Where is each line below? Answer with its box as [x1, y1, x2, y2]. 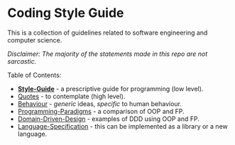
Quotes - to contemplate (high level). [17, 92, 126, 100]
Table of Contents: [7, 71, 62, 79]
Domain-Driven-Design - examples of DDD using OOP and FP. [17, 115, 200, 123]
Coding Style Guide [7, 5, 124, 21]
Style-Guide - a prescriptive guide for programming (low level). [17, 84, 204, 93]
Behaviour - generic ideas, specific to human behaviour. [17, 99, 182, 108]
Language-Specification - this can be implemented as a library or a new [17, 122, 229, 130]
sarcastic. [7, 57, 37, 65]
